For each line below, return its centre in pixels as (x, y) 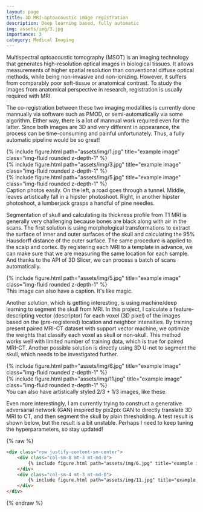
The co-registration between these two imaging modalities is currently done (101, 108)
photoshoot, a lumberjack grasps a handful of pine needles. (81, 203)
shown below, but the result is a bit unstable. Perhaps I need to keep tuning (100, 423)
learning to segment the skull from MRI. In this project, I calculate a (89, 309)
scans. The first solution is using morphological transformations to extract (98, 228)
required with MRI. (29, 96)
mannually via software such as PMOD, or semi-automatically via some (95, 114)
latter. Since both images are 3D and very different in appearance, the (93, 127)
